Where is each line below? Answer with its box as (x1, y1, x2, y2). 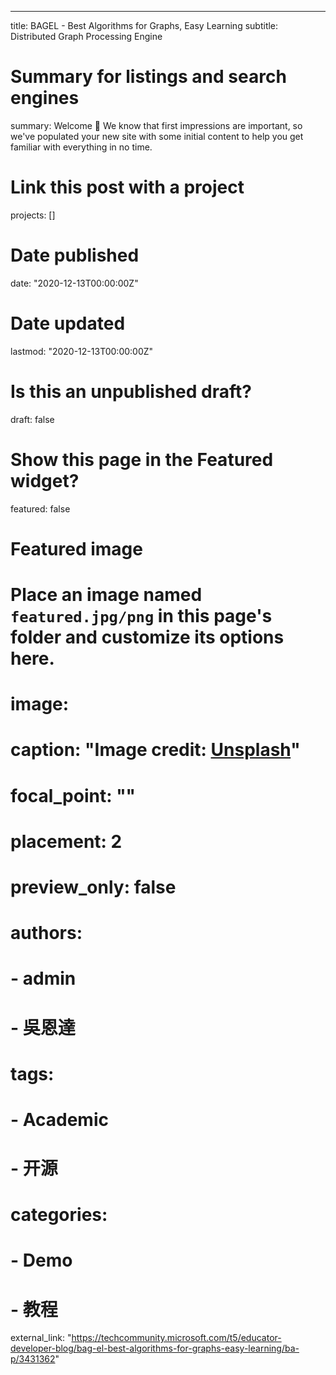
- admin (10, 967, 77, 990)
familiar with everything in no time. (10, 141, 153, 153)
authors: (10, 922, 83, 945)
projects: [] (10, 209, 56, 221)
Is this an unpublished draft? (10, 380, 252, 403)
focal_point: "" (10, 784, 137, 807)
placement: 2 (10, 830, 123, 853)
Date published (10, 244, 140, 267)
